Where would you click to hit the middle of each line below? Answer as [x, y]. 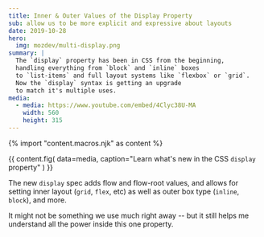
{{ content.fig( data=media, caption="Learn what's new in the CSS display [132, 158]
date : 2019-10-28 [37, 31]
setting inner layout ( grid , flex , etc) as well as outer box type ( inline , [124, 191]
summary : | [27, 53]
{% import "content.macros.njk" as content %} [86, 143]
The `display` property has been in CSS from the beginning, [120, 61]
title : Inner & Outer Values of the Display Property [101, 16]
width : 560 [41, 113]
